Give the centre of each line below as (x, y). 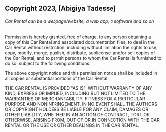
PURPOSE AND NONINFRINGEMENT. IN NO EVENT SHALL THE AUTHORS (81, 104)
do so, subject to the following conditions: (48, 63)
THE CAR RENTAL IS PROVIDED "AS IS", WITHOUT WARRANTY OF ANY (79, 88)
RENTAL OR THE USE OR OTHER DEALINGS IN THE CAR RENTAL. (72, 125)
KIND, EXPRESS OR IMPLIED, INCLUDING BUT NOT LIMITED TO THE (75, 93)
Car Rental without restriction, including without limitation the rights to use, (81, 47)
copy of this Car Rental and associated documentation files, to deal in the (80, 42)
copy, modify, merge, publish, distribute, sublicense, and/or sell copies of (80, 53)
